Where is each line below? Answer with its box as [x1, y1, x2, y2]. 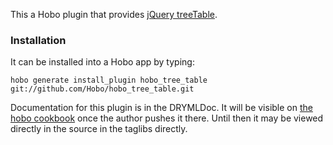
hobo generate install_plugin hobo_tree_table [10, 75, 208, 86]
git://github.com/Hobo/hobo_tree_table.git [10, 84, 195, 94]
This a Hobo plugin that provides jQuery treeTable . [10, 9, 218, 20]
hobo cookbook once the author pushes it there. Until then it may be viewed [10, 112, 324, 124]
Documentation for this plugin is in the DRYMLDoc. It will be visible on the [10, 102, 313, 114]
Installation [10, 33, 67, 47]
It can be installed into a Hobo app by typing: [10, 56, 195, 68]
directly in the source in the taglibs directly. [10, 123, 188, 135]
